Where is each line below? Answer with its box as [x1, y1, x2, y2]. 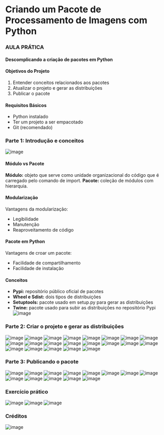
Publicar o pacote [12, 90, 50, 96]
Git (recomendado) [12, 125, 53, 131]
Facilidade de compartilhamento [12, 260, 81, 266]
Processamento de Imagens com [5, 14, 148, 26]
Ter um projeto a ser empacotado [12, 119, 83, 125]
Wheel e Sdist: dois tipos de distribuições [12, 294, 101, 300]
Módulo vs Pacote [5, 160, 44, 167]
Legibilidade [12, 216, 39, 222]
